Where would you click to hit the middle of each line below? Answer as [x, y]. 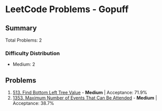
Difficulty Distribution [33, 53]
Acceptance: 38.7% [33, 103]
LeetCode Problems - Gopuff [67, 9]
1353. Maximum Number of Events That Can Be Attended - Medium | [85, 98]
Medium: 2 [24, 64]
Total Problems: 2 [24, 40]
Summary [21, 28]
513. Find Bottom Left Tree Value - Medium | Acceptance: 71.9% [80, 93]
